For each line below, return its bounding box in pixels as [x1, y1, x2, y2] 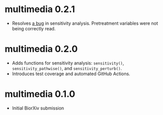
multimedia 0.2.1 [5, 4, 75, 15]
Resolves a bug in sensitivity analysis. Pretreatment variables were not [12, 20, 158, 26]
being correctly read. [12, 25, 56, 31]
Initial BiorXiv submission [12, 105, 64, 111]
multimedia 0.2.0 [5, 43, 78, 55]
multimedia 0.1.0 [5, 88, 75, 100]
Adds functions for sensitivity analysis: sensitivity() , [12, 60, 124, 66]
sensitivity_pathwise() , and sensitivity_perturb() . [12, 65, 122, 71]
